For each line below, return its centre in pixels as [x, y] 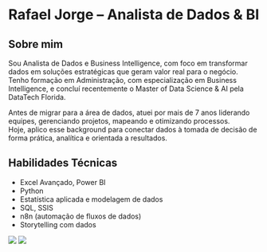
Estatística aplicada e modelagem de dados [91, 199]
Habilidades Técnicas [63, 163]
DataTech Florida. [37, 97]
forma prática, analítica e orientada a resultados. [88, 138]
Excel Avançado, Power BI [63, 182]
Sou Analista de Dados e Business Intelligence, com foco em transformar [128, 63]
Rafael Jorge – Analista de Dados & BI [134, 15]
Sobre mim [36, 44]
